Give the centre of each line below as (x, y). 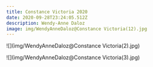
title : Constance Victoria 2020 (47, 12)
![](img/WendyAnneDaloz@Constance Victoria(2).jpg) (73, 46)
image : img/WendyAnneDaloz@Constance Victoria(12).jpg (77, 29)
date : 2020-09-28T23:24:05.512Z (47, 18)
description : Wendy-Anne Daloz (46, 23)
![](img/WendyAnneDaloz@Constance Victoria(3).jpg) (73, 57)
